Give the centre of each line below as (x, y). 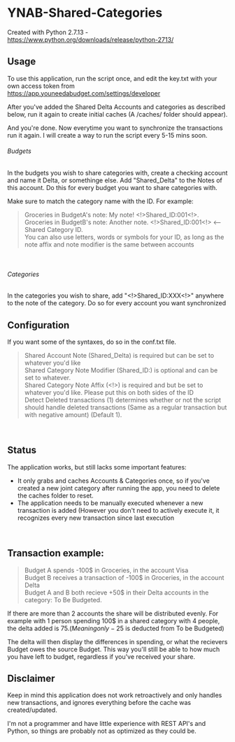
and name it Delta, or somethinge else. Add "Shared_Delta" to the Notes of (115, 180)
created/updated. (32, 710)
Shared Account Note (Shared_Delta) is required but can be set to (119, 355)
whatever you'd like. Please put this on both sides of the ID (109, 392)
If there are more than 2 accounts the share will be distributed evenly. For (113, 613)
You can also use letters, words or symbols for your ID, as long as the (124, 237)
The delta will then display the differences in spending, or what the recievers (117, 641)
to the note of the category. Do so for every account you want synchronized (116, 303)
